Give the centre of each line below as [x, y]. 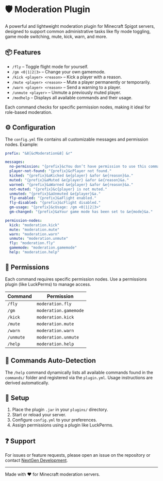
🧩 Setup [17, 398]
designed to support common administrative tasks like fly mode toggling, [78, 31]
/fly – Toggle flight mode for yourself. [50, 67]
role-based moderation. [29, 112]
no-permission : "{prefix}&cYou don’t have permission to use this [78, 167]
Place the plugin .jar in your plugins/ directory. [60, 410]
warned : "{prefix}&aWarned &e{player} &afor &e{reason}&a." [71, 185]
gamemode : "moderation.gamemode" [43, 248]
